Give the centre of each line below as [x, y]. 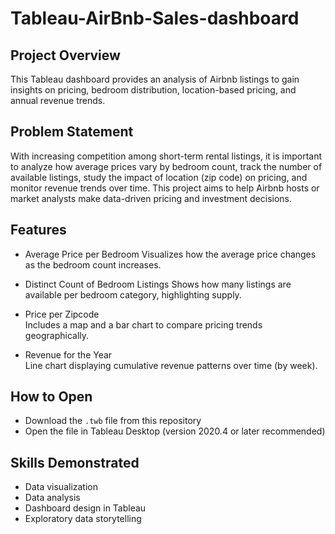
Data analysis [52, 498]
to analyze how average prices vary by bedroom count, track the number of [166, 166]
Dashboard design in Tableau [85, 508]
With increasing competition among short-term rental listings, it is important [166, 156]
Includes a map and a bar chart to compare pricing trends [143, 324]
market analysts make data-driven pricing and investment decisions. [151, 198]
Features [38, 230]
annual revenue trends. [58, 100]
